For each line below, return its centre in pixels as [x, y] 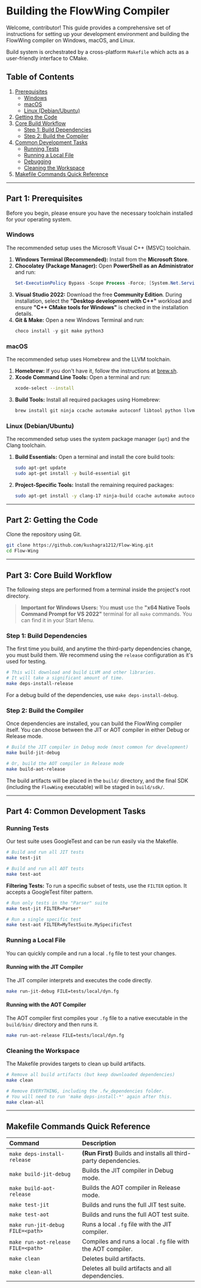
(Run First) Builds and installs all [127, 1153]
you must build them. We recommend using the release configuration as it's [100, 655]
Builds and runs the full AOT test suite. [135, 1214]
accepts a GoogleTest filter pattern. [50, 892]
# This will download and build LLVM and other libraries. [81, 672]
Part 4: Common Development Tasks [76, 812]
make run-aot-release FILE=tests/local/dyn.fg [65, 1035]
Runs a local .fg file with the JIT [127, 1225]
